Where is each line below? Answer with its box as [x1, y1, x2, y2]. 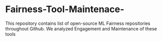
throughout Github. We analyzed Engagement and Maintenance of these [5, 25, 157, 31]
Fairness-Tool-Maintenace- [5, 4, 125, 15]
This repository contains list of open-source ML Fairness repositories [5, 20, 150, 26]
